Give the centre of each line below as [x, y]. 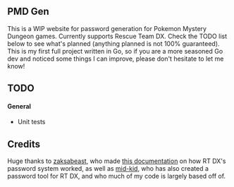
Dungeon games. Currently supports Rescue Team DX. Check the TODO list [117, 36]
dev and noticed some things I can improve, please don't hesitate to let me [116, 59]
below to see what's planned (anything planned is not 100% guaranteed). [113, 43]
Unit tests [31, 122]
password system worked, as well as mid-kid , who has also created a [108, 169]
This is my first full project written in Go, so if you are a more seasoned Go [115, 51]
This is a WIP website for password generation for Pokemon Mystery [107, 28]
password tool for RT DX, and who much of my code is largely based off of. [117, 176]
